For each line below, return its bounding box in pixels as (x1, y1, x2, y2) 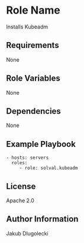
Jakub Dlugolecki (6, 229, 49, 237)
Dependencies (6, 106, 61, 116)
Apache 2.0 (6, 197, 34, 204)
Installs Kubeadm (6, 23, 49, 30)
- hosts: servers (6, 155, 49, 161)
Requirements (6, 40, 59, 50)
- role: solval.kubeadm (19, 165, 78, 171)
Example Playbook (6, 139, 76, 149)
